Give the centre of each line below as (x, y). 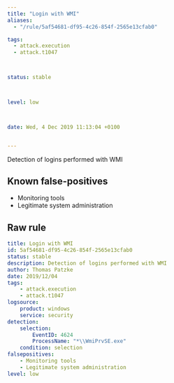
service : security (46, 315)
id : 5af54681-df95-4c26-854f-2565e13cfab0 (70, 250)
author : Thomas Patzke (40, 270)
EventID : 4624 (53, 335)
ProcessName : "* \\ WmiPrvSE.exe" (80, 341)
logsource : (23, 302)
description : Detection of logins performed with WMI (87, 263)
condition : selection (51, 348)
